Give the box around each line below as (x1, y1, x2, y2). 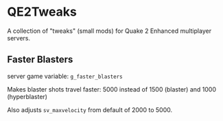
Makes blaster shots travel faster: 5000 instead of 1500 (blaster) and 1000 (7, 85, 216, 93)
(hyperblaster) (7, 92, 48, 100)
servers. (7, 33, 31, 42)
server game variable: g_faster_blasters (7, 72, 123, 80)
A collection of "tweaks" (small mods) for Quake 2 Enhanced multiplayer (7, 27, 211, 35)
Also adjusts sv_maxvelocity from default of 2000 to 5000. (7, 105, 173, 113)
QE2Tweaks (7, 4, 77, 20)
